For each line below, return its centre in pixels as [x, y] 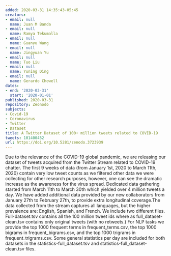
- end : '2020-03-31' [27, 90]
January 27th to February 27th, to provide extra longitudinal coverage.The [83, 200]
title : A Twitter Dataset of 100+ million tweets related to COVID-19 [82, 133]
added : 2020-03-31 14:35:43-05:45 [42, 10]
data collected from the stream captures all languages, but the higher [78, 206]
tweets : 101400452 [25, 138]
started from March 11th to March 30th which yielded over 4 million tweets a [85, 189]
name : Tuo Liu [25, 62]
